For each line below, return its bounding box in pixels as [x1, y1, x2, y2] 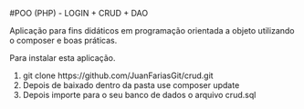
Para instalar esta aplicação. [9, 53, 116, 63]
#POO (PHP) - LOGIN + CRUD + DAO [9, 8, 149, 18]
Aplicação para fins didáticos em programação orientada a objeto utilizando [9, 25, 295, 35]
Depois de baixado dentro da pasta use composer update [22, 80, 240, 90]
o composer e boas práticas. [9, 35, 118, 45]
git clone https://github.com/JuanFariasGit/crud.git [22, 70, 214, 81]
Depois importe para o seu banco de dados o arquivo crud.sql [22, 90, 257, 100]
